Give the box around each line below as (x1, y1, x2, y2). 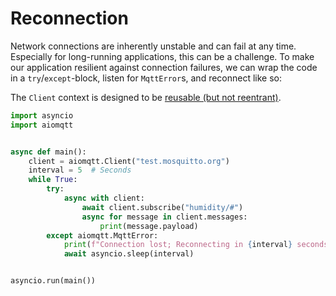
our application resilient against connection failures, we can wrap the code (10, 61, 318, 73)
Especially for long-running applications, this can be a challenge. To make (10, 50, 315, 62)
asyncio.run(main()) (10, 276, 97, 286)
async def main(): (10, 147, 87, 157)
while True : (28, 175, 78, 185)
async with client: (63, 193, 145, 204)
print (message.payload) (99, 221, 199, 231)
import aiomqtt (10, 120, 74, 130)
